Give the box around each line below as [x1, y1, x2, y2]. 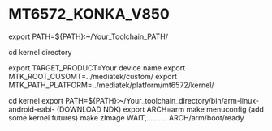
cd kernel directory [8, 47, 72, 57]
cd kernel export [8, 95, 63, 105]
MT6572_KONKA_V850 [8, 5, 171, 23]
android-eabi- [8, 104, 55, 114]
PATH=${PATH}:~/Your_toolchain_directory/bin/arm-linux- [64, 95, 260, 105]
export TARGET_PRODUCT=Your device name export [8, 62, 185, 73]
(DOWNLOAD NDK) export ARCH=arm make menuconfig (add [56, 104, 264, 114]
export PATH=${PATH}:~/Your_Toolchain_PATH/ [8, 32, 169, 41]
